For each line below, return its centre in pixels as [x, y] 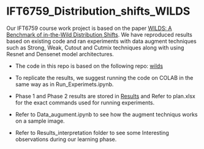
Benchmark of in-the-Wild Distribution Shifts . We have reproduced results [100, 34]
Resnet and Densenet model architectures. [60, 54]
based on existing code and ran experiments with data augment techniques [102, 41]
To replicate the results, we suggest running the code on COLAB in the [104, 78]
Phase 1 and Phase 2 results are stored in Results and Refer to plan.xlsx [105, 96]
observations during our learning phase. [66, 139]
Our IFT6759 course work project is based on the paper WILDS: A [89, 28]
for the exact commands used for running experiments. [85, 103]
